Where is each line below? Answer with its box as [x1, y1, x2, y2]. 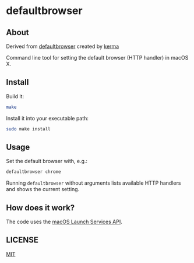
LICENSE [6, 235, 39, 245]
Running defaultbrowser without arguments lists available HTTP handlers [6, 179, 181, 186]
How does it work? [6, 203, 75, 213]
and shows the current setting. [6, 186, 80, 193]
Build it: [6, 92, 24, 100]
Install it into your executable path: [6, 115, 89, 122]
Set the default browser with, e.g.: [6, 158, 88, 165]
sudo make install [6, 126, 51, 132]
